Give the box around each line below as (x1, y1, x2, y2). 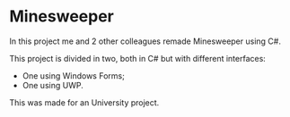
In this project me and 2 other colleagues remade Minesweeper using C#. (9, 36, 281, 46)
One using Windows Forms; (22, 70, 126, 81)
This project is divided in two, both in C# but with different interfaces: (9, 53, 267, 63)
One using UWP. (22, 79, 83, 90)
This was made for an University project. (9, 96, 160, 108)
